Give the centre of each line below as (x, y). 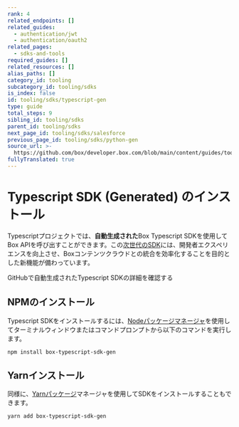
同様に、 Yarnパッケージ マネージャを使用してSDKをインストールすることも (116, 394)
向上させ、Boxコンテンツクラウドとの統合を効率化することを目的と (131, 253)
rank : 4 (19, 14)
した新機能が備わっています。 (51, 262)
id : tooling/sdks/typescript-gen (57, 100)
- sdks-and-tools (39, 54)
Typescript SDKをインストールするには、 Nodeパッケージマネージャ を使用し (119, 320)
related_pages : (30, 47)
